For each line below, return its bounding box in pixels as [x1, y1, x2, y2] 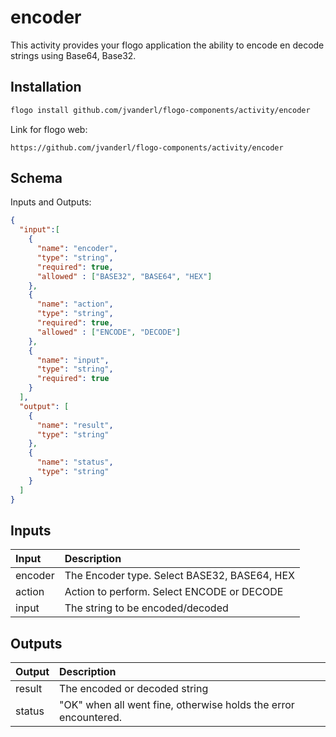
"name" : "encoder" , [36, 244, 118, 254]
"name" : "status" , [36, 457, 114, 468]
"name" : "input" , [36, 355, 110, 365]
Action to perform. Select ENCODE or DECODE [64, 585, 284, 599]
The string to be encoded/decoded [64, 601, 229, 615]
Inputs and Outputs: [10, 196, 92, 208]
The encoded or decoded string [59, 682, 209, 696]
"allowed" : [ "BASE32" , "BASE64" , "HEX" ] [36, 271, 213, 281]
